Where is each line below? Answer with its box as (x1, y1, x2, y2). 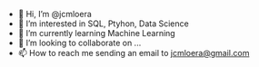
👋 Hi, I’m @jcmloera (17, 9, 93, 19)
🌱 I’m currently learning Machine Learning (17, 28, 175, 38)
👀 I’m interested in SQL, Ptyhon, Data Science (17, 18, 189, 29)
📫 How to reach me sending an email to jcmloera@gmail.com (17, 48, 250, 58)
